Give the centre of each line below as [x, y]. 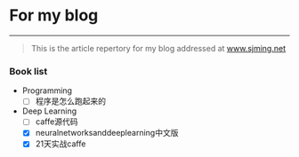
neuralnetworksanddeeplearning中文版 [107, 133]
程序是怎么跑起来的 [71, 101]
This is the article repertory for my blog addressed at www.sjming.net [158, 48]
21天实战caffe [61, 144]
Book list [28, 71]
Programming [47, 90]
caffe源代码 [57, 122]
